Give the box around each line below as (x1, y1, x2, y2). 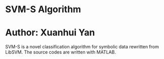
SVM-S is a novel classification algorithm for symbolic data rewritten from (5, 44, 159, 50)
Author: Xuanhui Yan (5, 27, 95, 39)
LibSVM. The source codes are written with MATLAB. (5, 49, 116, 55)
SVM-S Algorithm (5, 4, 81, 15)
